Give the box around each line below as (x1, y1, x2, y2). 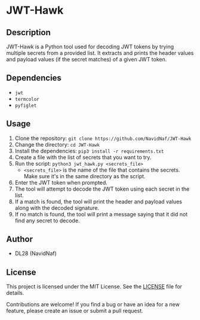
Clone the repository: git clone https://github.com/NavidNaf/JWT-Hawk (14, 135, 192, 142)
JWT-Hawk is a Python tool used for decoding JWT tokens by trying (6, 43, 174, 50)
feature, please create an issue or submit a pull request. (6, 307, 143, 315)
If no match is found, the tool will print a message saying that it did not (14, 210, 188, 218)
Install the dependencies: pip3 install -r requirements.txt (14, 147, 164, 154)
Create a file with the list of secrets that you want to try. (14, 153, 152, 161)
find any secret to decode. (14, 217, 80, 224)
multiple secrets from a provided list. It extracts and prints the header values (6, 49, 194, 57)
